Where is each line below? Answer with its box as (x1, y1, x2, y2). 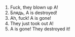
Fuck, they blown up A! (10, 5, 58, 10)
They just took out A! (10, 20, 54, 26)
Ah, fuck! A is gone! (10, 15, 52, 21)
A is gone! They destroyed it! (10, 26, 70, 32)
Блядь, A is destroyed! (10, 10, 57, 16)
